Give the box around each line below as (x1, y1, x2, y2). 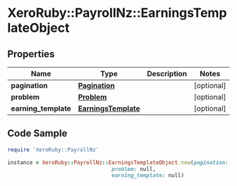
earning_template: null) (111, 172, 185, 179)
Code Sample (7, 128, 68, 139)
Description (147, 69, 188, 78)
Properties (7, 48, 55, 60)
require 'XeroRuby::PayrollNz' (7, 146, 99, 153)
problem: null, (111, 166, 157, 173)
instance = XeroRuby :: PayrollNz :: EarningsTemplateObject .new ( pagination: (7, 159, 229, 166)
